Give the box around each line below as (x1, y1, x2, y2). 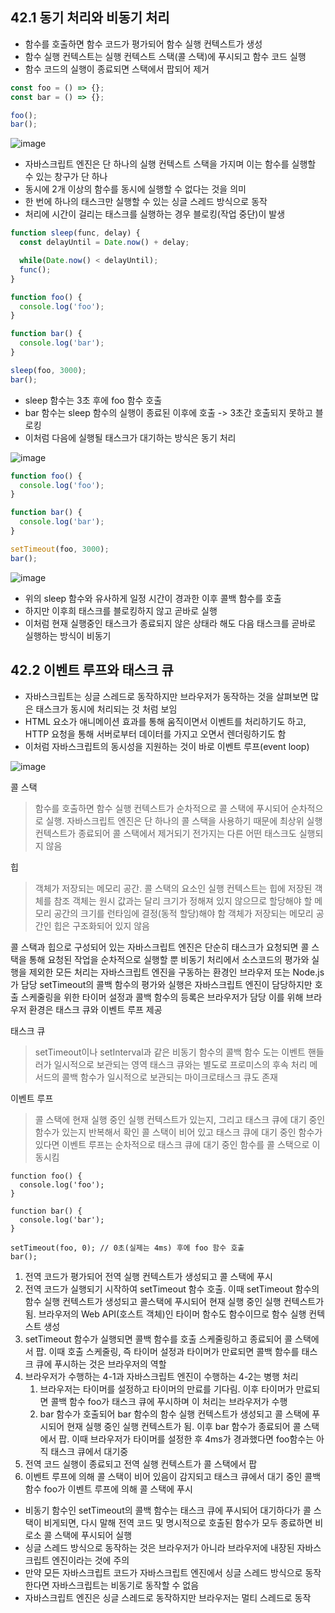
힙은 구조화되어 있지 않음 (53, 919, 150, 932)
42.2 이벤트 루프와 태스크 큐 (10, 662, 174, 679)
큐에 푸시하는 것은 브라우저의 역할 (35, 1358, 167, 1370)
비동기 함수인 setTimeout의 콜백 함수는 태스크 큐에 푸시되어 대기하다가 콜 (24, 1504, 312, 1516)
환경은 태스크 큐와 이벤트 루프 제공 (28, 1003, 163, 1015)
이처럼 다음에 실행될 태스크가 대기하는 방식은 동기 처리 (24, 431, 237, 443)
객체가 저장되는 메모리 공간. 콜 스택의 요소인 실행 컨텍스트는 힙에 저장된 (34, 882, 313, 894)
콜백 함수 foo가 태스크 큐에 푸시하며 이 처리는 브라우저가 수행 (50, 1395, 288, 1407)
